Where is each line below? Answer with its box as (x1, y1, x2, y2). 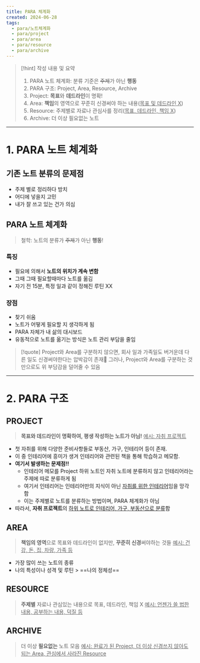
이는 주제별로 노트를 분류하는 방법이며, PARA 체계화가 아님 (23, 497, 160, 505)
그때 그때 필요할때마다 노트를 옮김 (14, 275, 93, 282)
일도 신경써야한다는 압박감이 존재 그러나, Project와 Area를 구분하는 (27, 356, 186, 363)
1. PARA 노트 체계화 (6, 143, 98, 157)
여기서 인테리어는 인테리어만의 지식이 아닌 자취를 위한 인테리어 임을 (23, 483, 179, 490)
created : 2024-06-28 (6, 14, 58, 20)
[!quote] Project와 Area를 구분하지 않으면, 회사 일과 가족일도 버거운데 (20, 348, 183, 356)
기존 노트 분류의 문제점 (6, 169, 85, 179)
